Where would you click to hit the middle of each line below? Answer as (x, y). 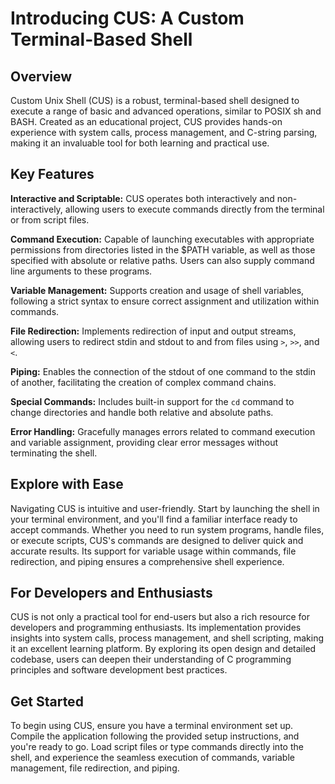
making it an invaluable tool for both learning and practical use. (140, 143)
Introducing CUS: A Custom (127, 18)
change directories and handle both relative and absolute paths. (142, 412)
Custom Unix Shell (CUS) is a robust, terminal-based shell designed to (155, 100)
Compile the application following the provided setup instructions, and (155, 736)
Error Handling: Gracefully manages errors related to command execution (163, 431)
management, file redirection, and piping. (95, 768)
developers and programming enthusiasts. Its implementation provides (156, 628)
